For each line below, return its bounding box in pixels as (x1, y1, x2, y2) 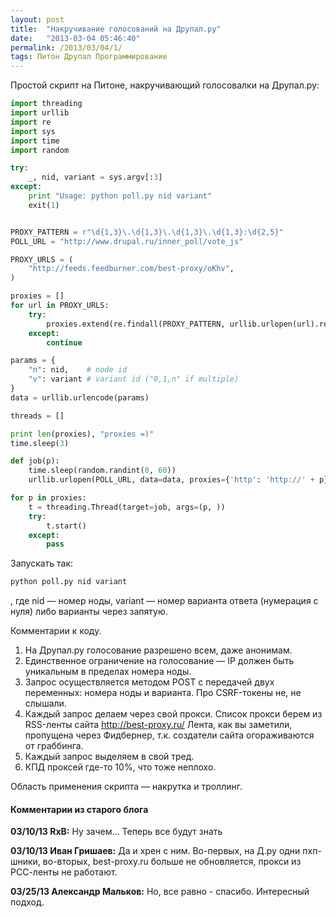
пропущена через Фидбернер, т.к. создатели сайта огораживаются (24, 729, 315, 741)
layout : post (10, 14, 65, 25)
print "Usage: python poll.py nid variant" (28, 191, 213, 201)
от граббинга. (24, 740, 84, 752)
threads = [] (10, 411, 65, 421)
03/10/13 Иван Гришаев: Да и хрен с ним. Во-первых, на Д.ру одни (10, 845, 301, 857)
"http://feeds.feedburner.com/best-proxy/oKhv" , (28, 264, 235, 274)
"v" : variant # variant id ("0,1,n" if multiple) (28, 374, 240, 385)
